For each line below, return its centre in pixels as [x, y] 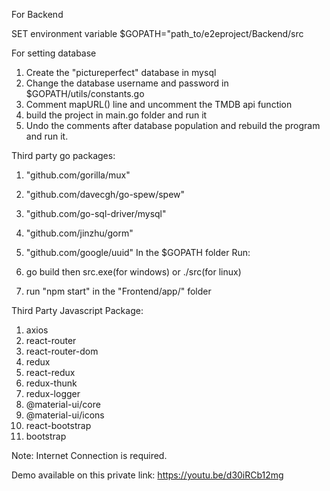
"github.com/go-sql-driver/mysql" [96, 213]
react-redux [50, 372]
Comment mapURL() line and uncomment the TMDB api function [159, 104]
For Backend [37, 14]
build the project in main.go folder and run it [116, 115]
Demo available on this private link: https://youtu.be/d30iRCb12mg [147, 475]
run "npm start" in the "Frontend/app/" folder [118, 291]
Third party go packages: [63, 155]
